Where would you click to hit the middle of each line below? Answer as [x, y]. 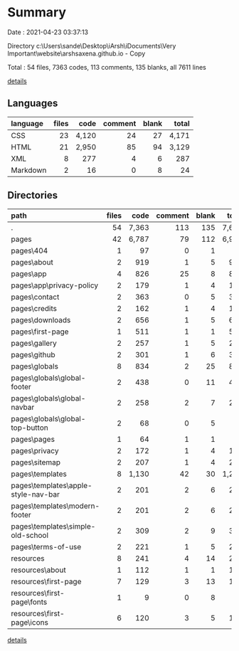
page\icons [30, 622]
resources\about [38, 570]
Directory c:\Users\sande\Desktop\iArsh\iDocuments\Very [92, 46]
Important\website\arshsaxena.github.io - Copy [76, 53]
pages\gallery [34, 343]
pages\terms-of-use [46, 546]
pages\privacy [35, 450]
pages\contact [35, 297]
